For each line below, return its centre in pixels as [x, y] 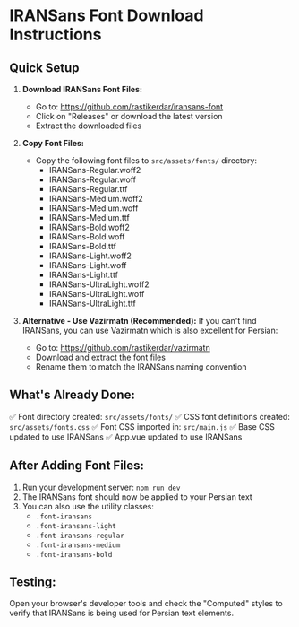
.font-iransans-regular [80, 536]
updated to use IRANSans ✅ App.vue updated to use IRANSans [126, 437]
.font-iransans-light [76, 526]
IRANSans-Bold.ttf [82, 246]
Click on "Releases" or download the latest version [129, 116]
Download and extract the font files [100, 357]
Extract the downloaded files [89, 126]
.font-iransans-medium [78, 545]
